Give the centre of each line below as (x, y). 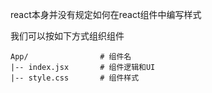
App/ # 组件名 (71, 57)
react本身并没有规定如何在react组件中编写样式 (106, 14)
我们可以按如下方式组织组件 (67, 36)
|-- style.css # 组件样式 (75, 78)
